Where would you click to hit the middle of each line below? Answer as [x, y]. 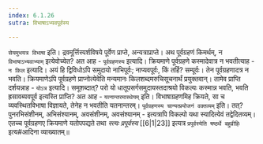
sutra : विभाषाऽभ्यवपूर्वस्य [39, 23]
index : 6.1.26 [32, 15]
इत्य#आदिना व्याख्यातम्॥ [39, 131]
